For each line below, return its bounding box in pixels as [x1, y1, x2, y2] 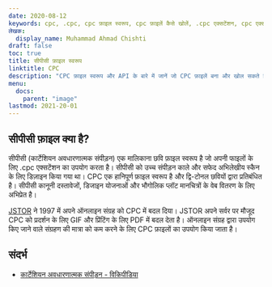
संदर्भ [8, 248, 28, 262]
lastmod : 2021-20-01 [8, 102, 79, 110]
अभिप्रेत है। [8, 189, 37, 199]
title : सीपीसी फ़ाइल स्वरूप [8, 57, 83, 65]
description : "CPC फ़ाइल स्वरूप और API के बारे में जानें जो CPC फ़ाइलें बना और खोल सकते [8, 72, 260, 80]
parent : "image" [23, 95, 79, 103]
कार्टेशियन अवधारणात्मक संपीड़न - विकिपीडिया [19, 269, 139, 279]
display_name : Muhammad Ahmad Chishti [15, 34, 147, 43]
